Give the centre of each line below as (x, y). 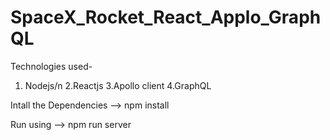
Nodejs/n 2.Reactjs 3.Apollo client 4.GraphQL (118, 85)
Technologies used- (51, 66)
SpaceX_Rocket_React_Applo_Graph (166, 17)
